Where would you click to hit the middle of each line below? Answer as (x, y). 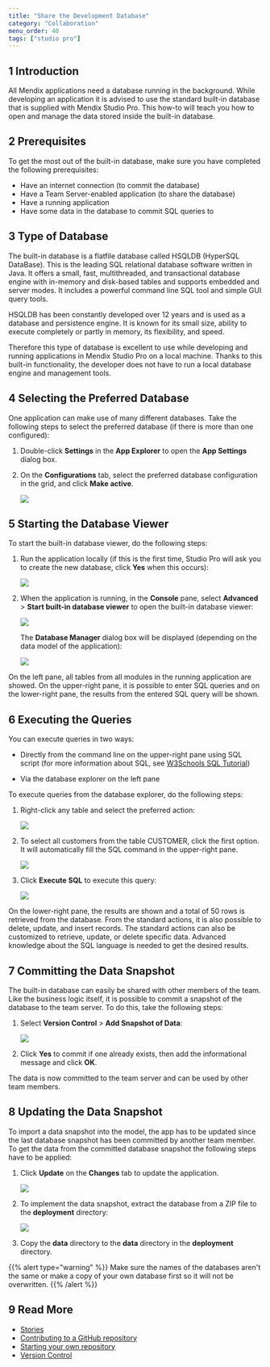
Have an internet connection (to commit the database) (110, 185)
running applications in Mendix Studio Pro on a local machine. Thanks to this (135, 355)
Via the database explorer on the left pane (90, 779)
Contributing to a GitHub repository (79, 1338)
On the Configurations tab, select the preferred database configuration (139, 475)
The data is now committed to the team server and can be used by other (129, 1078)
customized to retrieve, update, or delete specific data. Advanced (117, 937)
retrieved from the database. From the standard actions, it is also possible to (135, 920)
